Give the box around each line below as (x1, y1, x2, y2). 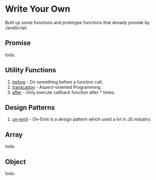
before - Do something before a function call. (12, 79, 103, 85)
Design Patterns (5, 103, 55, 112)
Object (5, 158, 26, 166)
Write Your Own (5, 3, 71, 15)
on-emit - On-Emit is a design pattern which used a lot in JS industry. (12, 116, 152, 122)
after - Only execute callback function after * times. (12, 89, 116, 95)
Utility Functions (5, 66, 57, 74)
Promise (5, 39, 31, 47)
